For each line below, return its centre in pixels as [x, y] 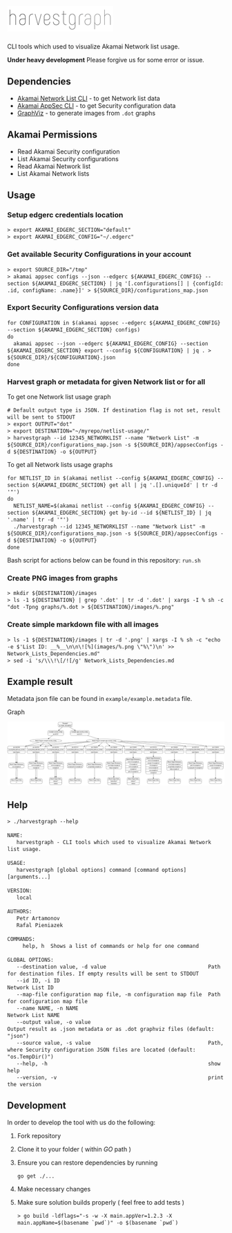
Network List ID [30, 988]
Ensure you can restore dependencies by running [87, 1162]
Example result [40, 682]
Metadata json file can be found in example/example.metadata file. [100, 698]
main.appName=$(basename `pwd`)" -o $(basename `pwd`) [98, 1223]
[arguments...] [29, 877]
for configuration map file [48, 1002]
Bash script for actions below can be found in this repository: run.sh [104, 560]
